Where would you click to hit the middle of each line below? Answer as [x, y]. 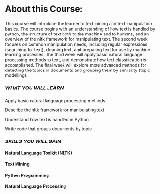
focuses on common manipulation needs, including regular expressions [76, 44]
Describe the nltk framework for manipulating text [55, 110]
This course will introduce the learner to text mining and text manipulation [79, 24]
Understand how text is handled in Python [47, 119]
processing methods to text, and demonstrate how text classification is [76, 60]
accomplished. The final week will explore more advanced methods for [76, 65]
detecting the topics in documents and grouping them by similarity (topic [78, 70]
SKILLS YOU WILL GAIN [33, 141]
